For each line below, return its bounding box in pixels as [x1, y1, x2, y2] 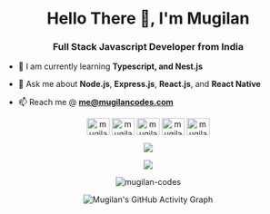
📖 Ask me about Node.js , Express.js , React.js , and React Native [17, 79, 261, 90]
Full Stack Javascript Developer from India [53, 41, 244, 53]
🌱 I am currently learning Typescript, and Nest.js [17, 61, 203, 72]
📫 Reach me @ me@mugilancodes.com [17, 97, 175, 108]
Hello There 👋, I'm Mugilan [46, 8, 250, 29]
